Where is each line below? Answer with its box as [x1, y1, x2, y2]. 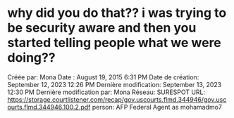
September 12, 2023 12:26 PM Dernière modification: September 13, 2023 [7, 80, 222, 88]
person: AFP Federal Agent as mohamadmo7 [92, 103, 222, 111]
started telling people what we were [7, 35, 222, 51]
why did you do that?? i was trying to [7, 5, 227, 21]
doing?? [7, 50, 56, 66]
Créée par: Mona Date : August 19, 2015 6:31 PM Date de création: [7, 72, 199, 81]
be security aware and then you [7, 20, 197, 36]
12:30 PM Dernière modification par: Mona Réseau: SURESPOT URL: [7, 88, 206, 96]
